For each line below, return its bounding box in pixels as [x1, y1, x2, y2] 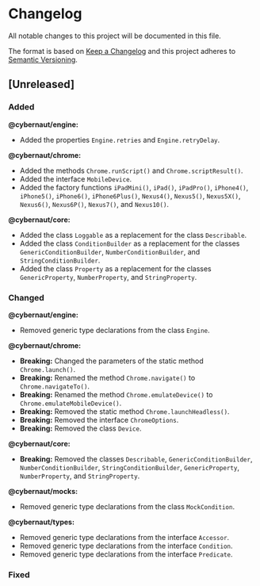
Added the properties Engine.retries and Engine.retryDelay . [19, 135, 220, 144]
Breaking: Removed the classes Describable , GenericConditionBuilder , [19, 454, 253, 464]
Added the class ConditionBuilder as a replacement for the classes [19, 239, 240, 248]
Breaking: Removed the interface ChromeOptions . [19, 415, 179, 424]
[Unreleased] [8, 78, 75, 91]
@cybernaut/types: [8, 517, 75, 527]
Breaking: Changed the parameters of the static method [19, 356, 204, 366]
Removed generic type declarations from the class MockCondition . [19, 501, 235, 511]
